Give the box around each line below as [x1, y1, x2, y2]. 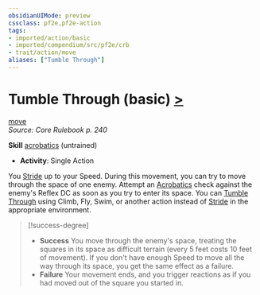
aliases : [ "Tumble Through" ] [8, 56, 105, 64]
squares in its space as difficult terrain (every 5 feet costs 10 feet [39, 244, 253, 254]
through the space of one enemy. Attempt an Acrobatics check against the [8, 180, 253, 189]
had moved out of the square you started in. [39, 278, 184, 287]
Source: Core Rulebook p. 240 [8, 125, 107, 134]
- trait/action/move [8, 49, 77, 56]
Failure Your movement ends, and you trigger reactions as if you [39, 270, 251, 279]
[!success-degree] [27, 220, 89, 230]
